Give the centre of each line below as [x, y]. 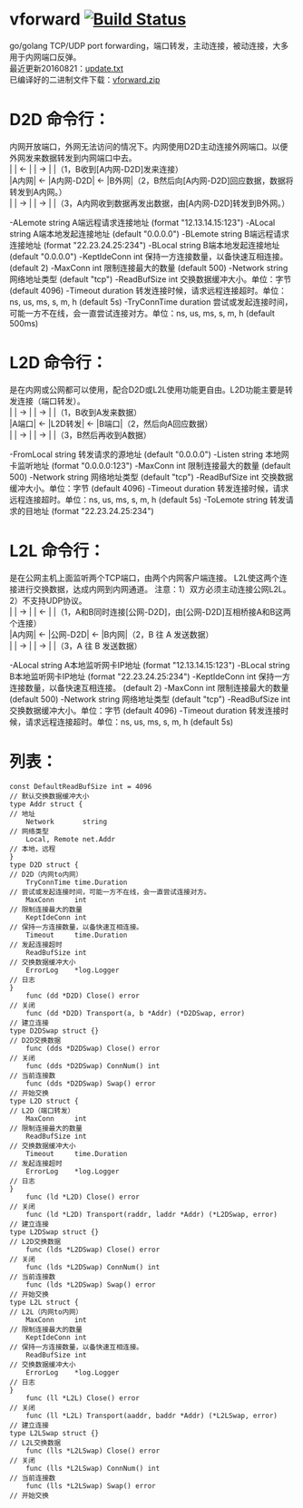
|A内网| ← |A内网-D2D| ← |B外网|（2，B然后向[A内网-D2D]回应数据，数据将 [151, 180]
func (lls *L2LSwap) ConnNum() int [93, 1468]
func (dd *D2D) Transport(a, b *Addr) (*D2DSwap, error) [136, 1013]
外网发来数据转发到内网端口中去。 [73, 158]
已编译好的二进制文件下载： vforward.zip [85, 79]
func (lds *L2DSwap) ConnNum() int [93, 1267]
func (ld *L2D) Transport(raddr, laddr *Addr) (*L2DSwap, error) [152, 1214]
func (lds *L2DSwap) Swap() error [91, 1284]
